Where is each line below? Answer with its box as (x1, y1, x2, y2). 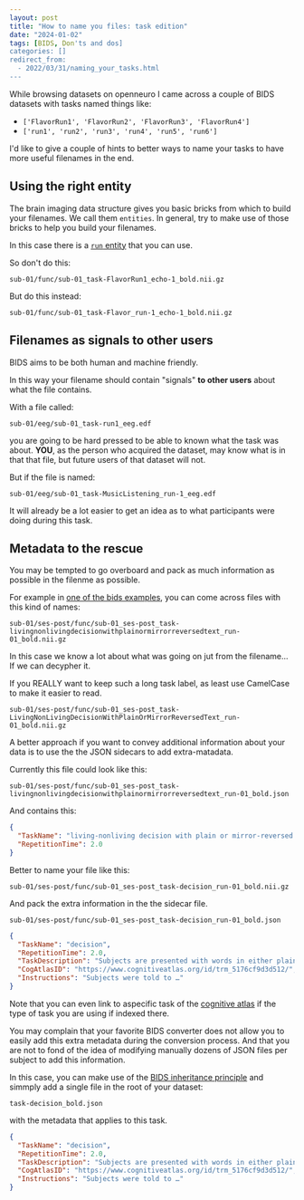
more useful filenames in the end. (9, 152, 135, 163)
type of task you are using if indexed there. (9, 1007, 170, 1019)
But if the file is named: (9, 472, 96, 483)
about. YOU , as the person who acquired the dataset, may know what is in (9, 445, 287, 456)
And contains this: (9, 805, 77, 816)
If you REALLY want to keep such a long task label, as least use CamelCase (9, 678, 290, 689)
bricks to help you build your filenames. (9, 222, 157, 233)
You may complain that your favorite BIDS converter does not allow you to (9, 1025, 285, 1036)
